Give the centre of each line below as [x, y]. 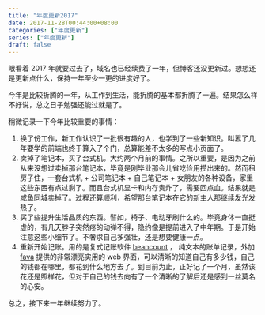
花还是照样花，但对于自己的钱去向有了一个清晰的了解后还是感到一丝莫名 [137, 276]
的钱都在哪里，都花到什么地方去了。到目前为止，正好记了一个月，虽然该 [137, 267]
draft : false [30, 45]
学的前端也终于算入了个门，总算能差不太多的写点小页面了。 [131, 148]
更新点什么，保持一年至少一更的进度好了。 [84, 78]
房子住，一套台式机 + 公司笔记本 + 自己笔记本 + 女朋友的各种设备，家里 [136, 178]
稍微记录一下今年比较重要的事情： [64, 122]
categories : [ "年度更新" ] [49, 30]
